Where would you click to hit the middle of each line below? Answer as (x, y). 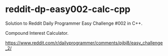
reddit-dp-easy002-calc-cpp (68, 9)
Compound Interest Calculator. (37, 33)
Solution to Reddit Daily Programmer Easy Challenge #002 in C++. (74, 23)
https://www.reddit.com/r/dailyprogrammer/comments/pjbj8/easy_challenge (84, 43)
